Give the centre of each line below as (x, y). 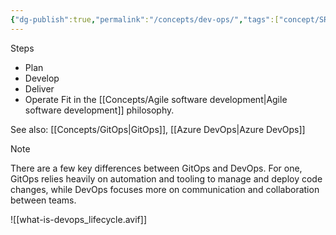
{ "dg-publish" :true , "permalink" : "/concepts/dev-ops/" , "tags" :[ (145, 19)
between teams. (43, 200)
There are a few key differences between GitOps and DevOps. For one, (156, 168)
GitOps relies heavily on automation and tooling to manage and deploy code (166, 178)
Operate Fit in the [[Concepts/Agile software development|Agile (156, 99)
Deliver (39, 88)
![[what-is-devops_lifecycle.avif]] (78, 219)
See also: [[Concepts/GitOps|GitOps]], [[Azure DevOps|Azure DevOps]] (158, 129)
